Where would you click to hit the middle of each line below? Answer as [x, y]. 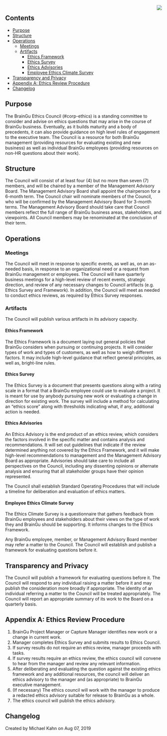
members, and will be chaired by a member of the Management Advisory [80, 186]
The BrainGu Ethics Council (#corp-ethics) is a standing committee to [76, 116]
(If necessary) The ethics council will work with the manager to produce [86, 690]
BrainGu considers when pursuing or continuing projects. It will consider [79, 347]
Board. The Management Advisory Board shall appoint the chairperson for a [83, 191]
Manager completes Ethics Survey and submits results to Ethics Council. [86, 642]
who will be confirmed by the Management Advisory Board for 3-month [78, 202]
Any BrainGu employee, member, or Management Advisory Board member [81, 539]
